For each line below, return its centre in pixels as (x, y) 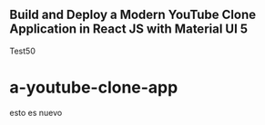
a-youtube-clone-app (94, 87)
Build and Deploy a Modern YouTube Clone (133, 15)
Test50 (23, 51)
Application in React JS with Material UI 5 (129, 29)
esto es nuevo (36, 112)
